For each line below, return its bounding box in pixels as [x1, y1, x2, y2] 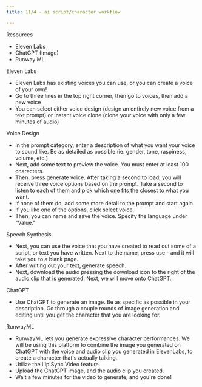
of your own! [15, 86, 47, 93]
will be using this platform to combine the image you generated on [15, 341, 181, 348]
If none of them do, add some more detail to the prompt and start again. [15, 199, 195, 207]
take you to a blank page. [15, 255, 79, 262]
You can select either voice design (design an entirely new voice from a [15, 104, 194, 112]
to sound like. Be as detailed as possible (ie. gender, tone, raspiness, [15, 148, 187, 155]
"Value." [15, 219, 36, 226]
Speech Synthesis [6, 230, 52, 238]
